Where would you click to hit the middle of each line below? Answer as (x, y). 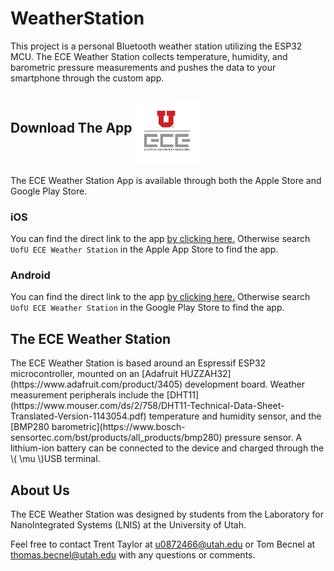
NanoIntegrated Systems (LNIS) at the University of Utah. (128, 524)
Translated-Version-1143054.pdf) (78, 416)
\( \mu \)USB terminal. (55, 459)
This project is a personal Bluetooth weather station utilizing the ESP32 (156, 46)
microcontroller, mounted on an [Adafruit (94, 374)
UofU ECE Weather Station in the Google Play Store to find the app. (147, 308)
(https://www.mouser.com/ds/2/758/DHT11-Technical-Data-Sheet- (147, 406)
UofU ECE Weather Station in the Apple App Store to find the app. (144, 249)
